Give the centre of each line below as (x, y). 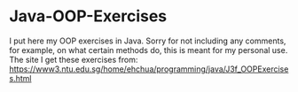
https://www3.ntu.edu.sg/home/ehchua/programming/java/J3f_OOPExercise (149, 69)
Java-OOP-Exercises (88, 16)
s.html (20, 78)
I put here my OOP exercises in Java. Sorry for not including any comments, (148, 41)
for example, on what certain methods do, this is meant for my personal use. (149, 50)
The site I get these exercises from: (74, 59)
